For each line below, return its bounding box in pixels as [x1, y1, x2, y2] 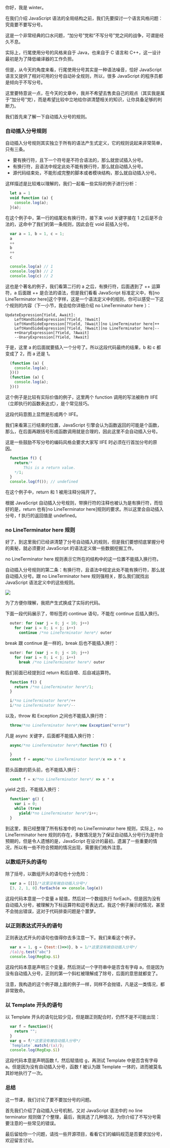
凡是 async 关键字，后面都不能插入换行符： [5, 733, 96, 739]
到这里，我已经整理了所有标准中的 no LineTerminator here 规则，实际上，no [5, 825, 163, 831]
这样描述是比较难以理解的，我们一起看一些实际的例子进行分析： [5, 181, 138, 187]
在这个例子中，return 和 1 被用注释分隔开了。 [5, 489, 99, 495]
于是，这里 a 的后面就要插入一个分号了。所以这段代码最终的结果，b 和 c [5, 344, 156, 350]
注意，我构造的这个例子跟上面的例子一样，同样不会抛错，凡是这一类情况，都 [5, 981, 165, 987]
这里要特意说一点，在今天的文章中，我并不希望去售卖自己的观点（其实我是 [5, 90, 160, 96]
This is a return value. [23, 465, 76, 470]
